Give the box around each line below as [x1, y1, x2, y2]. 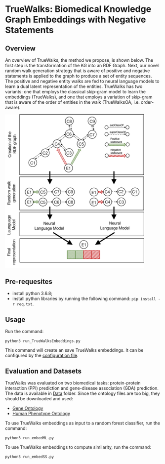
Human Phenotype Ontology [12, 410, 71, 416]
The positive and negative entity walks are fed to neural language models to [5, 78, 160, 84]
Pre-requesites [5, 277, 53, 286]
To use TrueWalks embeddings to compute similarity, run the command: [5, 444, 152, 450]
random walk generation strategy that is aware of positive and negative [5, 68, 150, 74]
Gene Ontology [12, 405, 43, 411]
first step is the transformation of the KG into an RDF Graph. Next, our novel [5, 63, 159, 68]
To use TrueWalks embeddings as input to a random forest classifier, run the [5, 420, 161, 426]
